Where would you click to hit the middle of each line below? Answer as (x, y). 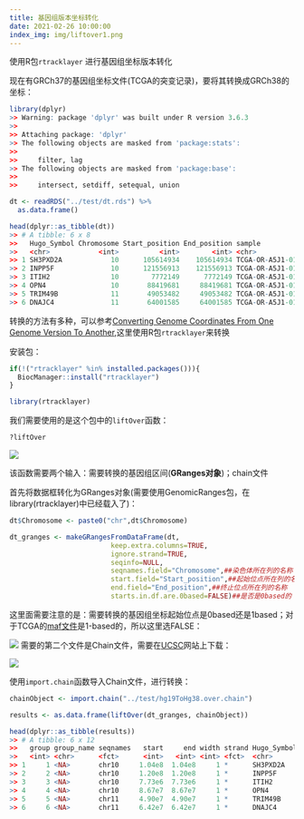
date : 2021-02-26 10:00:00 (60, 26)
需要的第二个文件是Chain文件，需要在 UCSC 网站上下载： (126, 645)
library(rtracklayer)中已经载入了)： (74, 503)
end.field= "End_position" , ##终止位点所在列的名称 (199, 588)
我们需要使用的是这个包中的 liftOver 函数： (89, 420)
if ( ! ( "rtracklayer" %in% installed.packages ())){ (105, 368)
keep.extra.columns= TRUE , (159, 545)
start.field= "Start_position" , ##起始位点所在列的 (200, 580)
